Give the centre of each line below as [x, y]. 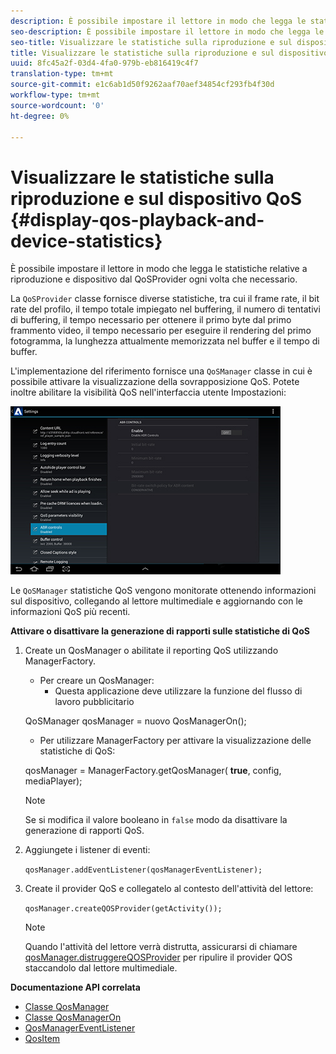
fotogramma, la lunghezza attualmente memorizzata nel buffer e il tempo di [165, 341]
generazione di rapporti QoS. [84, 831]
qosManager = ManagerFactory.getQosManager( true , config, [153, 771]
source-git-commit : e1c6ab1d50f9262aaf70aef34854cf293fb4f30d [142, 85]
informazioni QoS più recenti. [70, 612]
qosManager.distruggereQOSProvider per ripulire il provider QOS [158, 957]
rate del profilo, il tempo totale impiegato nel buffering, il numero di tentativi [165, 309]
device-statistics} [86, 241]
